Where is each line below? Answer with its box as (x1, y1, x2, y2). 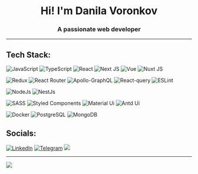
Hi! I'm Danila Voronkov (40, 4, 158, 18)
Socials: (6, 128, 37, 138)
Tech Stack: (6, 50, 51, 60)
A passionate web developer (57, 25, 141, 34)
